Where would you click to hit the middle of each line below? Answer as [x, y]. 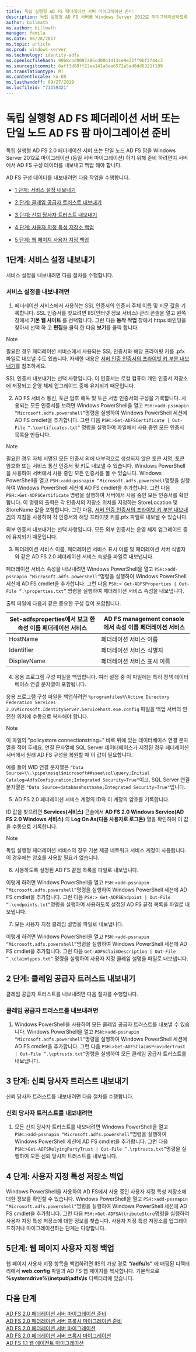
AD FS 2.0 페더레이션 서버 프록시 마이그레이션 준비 [64, 1321]
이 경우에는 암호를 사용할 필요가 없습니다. [53, 857]
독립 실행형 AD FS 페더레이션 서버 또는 [93, 119]
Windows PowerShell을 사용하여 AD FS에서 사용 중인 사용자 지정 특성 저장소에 [96, 1191]
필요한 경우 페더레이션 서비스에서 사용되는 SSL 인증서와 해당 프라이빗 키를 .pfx [95, 351]
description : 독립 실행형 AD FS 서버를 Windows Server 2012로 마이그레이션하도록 [97, 17]
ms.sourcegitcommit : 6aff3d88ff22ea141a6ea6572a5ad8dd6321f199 [85, 66]
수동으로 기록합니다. [35, 826]
